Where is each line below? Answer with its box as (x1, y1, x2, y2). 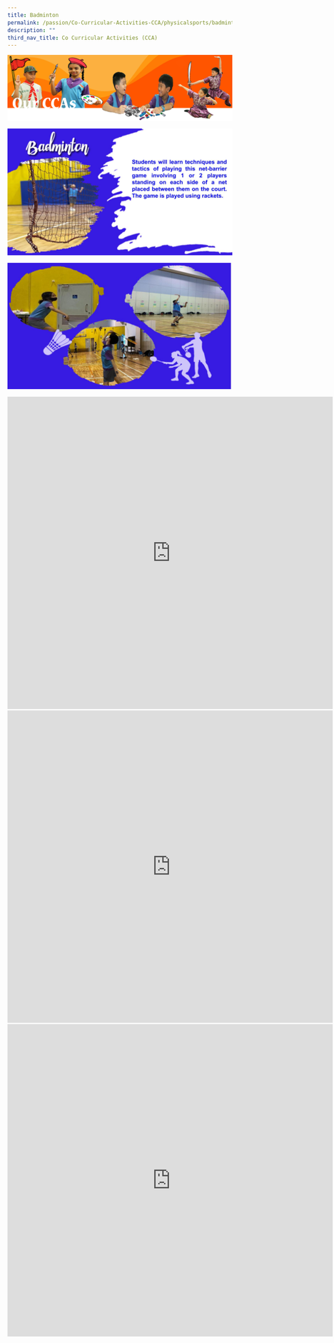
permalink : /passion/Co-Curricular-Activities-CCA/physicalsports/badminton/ (7, 19, 244, 26)
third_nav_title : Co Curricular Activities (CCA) (7, 34, 158, 41)
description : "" (7, 26, 56, 34)
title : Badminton (7, 11, 59, 19)
